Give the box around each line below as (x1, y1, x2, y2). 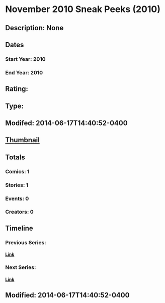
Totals (5, 153, 25, 161)
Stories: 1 (5, 181, 29, 188)
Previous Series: (5, 239, 46, 246)
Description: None (5, 24, 64, 32)
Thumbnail (5, 136, 40, 144)
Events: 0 (5, 195, 29, 202)
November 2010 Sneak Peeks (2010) (5, 4, 161, 15)
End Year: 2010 (5, 69, 43, 76)
